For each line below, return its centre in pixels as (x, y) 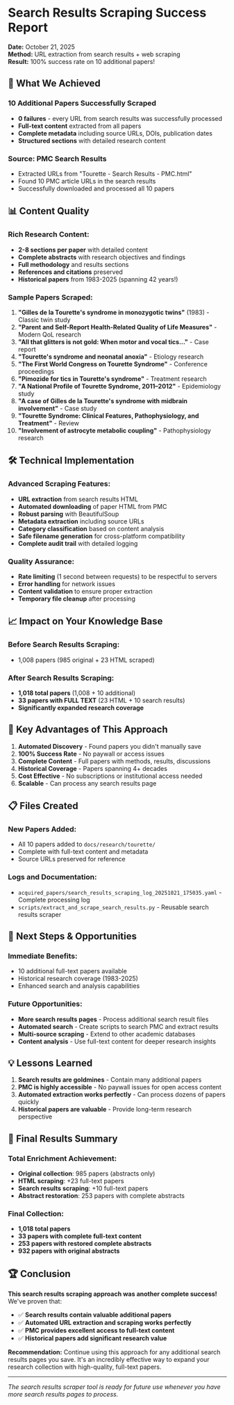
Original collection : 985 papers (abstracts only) (86, 1173)
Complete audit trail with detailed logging (78, 543)
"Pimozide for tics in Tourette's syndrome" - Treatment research (112, 379)
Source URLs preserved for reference (72, 859)
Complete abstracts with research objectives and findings (102, 257)
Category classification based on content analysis (91, 528)
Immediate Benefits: (43, 956)
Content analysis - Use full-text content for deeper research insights (117, 1041)
